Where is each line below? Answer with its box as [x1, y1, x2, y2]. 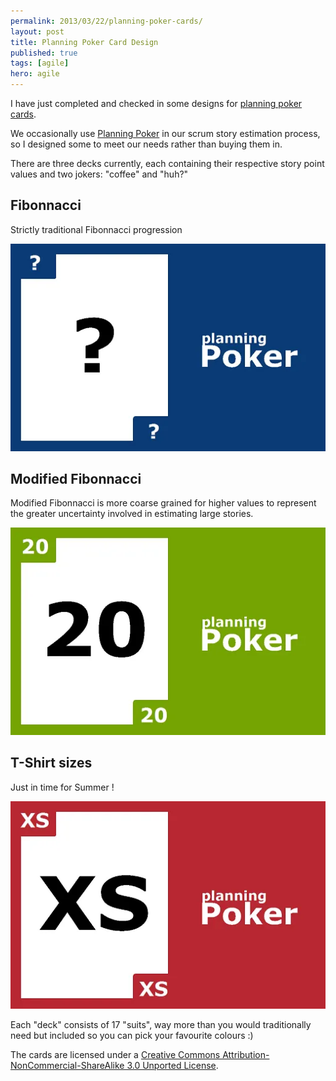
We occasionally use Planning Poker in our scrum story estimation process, [10, 128, 321, 139]
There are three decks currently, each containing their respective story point [10, 158, 325, 169]
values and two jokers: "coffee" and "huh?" [10, 168, 189, 180]
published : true [10, 48, 78, 58]
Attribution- [222, 1048, 270, 1060]
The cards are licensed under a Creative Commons [10, 1048, 221, 1060]
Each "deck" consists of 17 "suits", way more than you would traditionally [10, 1018, 312, 1030]
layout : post [10, 26, 65, 37]
